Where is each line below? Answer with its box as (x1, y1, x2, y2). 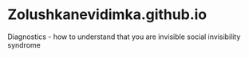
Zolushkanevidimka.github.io (7, 6, 207, 24)
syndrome (7, 40, 41, 49)
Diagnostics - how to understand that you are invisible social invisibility (7, 32, 241, 41)
